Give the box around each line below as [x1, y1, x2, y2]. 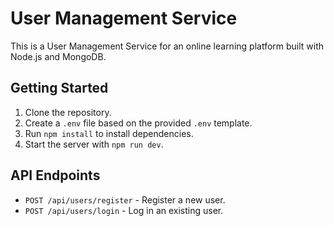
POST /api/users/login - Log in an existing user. [24, 204, 224, 216]
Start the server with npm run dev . [24, 138, 164, 150]
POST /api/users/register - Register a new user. [24, 193, 226, 206]
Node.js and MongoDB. [10, 50, 107, 62]
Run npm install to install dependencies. [24, 127, 194, 139]
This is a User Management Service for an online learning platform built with [10, 40, 325, 52]
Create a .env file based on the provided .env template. [24, 117, 253, 129]
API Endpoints [10, 167, 101, 184]
